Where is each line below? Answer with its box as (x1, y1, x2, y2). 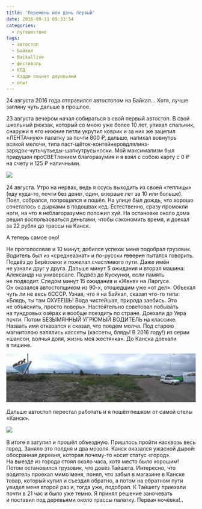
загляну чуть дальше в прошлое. (6, 103, 91, 111)
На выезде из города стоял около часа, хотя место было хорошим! (6, 458, 179, 465)
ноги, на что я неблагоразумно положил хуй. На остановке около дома (6, 210, 190, 217)
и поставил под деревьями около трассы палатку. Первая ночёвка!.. (6, 496, 183, 504)
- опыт (11, 80, 28, 86)
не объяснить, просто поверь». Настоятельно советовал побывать (6, 303, 179, 310)
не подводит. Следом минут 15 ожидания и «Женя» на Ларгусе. (6, 278, 171, 285)
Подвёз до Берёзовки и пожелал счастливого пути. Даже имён (6, 258, 170, 266)
